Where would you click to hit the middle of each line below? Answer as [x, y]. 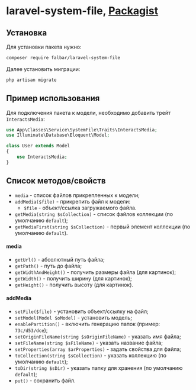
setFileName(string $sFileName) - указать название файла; [89, 343]
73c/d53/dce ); [31, 330]
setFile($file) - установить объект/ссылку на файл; [82, 311]
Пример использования [53, 99]
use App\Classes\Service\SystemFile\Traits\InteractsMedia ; [82, 130]
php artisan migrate [32, 80]
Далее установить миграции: [43, 69]
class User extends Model [38, 146]
